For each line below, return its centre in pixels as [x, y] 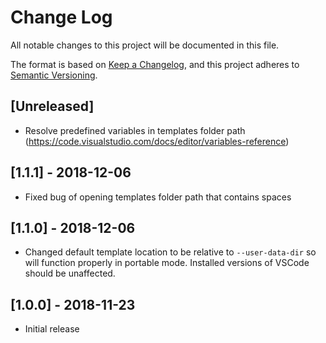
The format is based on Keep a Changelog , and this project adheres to [155, 64]
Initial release [52, 329]
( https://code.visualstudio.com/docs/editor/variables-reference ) [157, 141]
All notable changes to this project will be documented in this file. [145, 45]
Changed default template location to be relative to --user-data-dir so [170, 252]
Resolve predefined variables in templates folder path [135, 130]
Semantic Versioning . [54, 75]
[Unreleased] [52, 106]
